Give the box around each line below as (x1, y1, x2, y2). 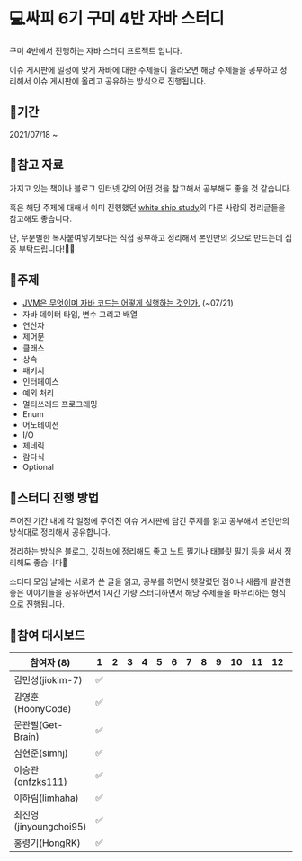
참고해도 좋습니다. (9, 213, 73, 224)
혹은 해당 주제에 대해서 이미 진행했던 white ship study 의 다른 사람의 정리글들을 (9, 201, 286, 212)
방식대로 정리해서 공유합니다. (9, 527, 111, 537)
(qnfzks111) (13, 776, 67, 787)
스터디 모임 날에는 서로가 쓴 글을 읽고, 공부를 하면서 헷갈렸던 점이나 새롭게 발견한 (9, 576, 292, 587)
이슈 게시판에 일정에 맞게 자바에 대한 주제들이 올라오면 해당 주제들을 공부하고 (9, 64, 279, 75)
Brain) (13, 731, 40, 742)
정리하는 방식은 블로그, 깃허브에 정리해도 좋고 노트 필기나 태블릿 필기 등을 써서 (9, 546, 283, 557)
